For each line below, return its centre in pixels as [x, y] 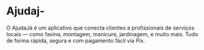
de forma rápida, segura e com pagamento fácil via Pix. [76, 40]
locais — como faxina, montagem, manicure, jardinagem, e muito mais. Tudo [102, 34]
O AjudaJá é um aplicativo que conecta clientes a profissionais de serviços [100, 28]
